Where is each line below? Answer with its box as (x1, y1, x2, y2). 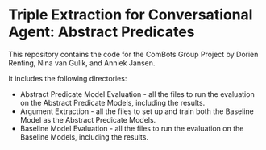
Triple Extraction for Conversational (8, 6, 253, 24)
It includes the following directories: (8, 73, 127, 83)
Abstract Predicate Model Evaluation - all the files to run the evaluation (19, 89, 256, 98)
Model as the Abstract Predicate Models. (19, 115, 156, 124)
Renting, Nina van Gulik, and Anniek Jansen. (8, 58, 156, 68)
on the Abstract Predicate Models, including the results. (19, 98, 206, 107)
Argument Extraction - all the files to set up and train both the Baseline (19, 106, 254, 116)
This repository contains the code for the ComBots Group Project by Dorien (8, 49, 259, 59)
